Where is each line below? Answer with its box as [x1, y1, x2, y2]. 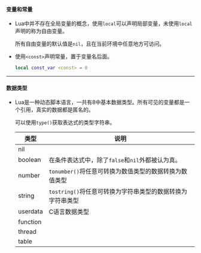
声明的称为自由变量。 [14, 28, 68, 35]
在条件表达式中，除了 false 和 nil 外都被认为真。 [48, 156, 181, 164]
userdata [17, 207, 43, 216]
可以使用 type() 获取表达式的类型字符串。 [14, 119, 115, 126]
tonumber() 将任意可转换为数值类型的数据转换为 [48, 167, 181, 176]
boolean [17, 156, 41, 164]
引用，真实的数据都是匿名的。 [20, 106, 94, 113]
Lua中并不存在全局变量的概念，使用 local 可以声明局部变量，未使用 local [14, 20, 193, 27]
